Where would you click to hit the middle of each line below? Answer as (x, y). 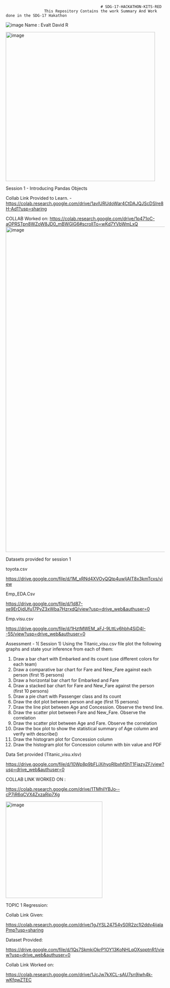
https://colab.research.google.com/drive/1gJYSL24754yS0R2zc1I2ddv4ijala (84, 925)
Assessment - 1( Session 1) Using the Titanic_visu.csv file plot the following (84, 644)
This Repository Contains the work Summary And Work (101, 11)
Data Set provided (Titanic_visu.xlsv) (44, 754)
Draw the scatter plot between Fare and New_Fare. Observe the (79, 712)
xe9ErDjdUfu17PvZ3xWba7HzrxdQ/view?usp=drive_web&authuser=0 (78, 609)
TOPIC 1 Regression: (27, 905)
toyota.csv (17, 569)
